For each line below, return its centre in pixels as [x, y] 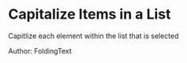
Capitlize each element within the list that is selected [93, 36]
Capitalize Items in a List [90, 14]
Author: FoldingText [40, 51]
